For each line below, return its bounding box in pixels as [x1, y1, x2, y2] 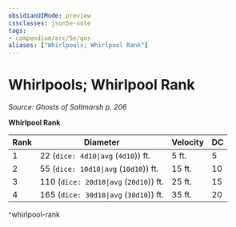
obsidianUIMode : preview [8, 11, 91, 20]
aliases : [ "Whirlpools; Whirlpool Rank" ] [8, 42, 149, 50]
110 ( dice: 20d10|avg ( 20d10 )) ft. [39, 177, 164, 188]
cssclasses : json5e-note [8, 19, 91, 27]
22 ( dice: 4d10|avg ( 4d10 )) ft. [39, 150, 150, 161]
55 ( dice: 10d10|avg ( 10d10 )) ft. [39, 163, 159, 174]
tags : [8, 26, 26, 34]
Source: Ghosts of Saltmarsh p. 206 [8, 102, 127, 112]
